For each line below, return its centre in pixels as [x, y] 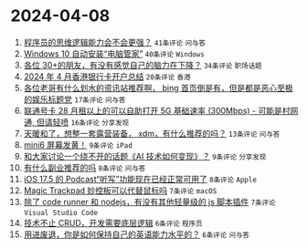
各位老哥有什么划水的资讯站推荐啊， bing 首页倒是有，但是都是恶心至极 [158, 88]
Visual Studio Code [61, 212]
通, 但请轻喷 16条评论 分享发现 [76, 122]
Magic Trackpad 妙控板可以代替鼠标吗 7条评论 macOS [120, 190]
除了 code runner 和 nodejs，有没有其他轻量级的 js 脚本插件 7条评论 [149, 201]
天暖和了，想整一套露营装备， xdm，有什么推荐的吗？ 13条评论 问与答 [152, 133]
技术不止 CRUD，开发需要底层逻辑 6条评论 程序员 [113, 222]
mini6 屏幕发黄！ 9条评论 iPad [78, 145]
